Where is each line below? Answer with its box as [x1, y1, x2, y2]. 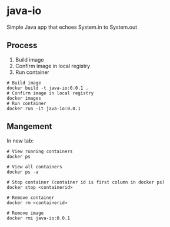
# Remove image [6, 210, 44, 216]
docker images [6, 95, 42, 101]
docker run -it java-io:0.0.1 [6, 106, 81, 111]
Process [6, 40, 38, 50]
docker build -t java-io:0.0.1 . [6, 85, 89, 91]
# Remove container [6, 195, 55, 201]
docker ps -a [6, 169, 39, 175]
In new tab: [6, 137, 34, 144]
